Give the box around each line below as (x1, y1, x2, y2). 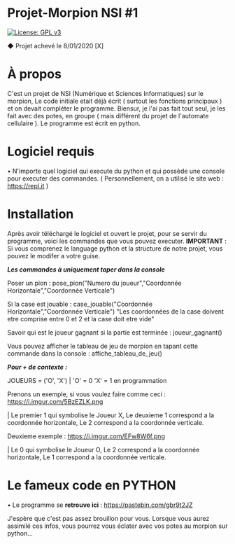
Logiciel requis (7, 144, 94, 160)
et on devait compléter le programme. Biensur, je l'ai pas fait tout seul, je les (7, 104, 226, 113)
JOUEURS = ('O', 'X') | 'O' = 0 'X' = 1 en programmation (7, 376, 167, 384)
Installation (7, 207, 74, 222)
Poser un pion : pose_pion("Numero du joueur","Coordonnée (7, 279, 182, 287)
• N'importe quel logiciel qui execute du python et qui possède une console (7, 167, 225, 175)
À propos (7, 67, 62, 82)
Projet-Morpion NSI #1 (7, 5, 138, 21)
